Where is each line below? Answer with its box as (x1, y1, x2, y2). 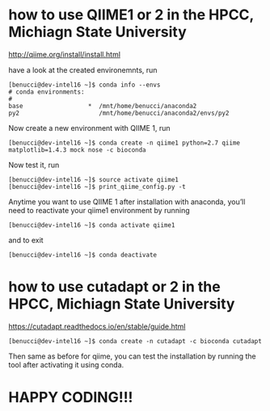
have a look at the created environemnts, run (8, 65, 158, 74)
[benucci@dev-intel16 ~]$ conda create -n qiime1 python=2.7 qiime (8, 139, 241, 147)
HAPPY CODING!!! (8, 388, 133, 407)
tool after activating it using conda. (8, 359, 124, 369)
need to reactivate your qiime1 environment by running (8, 205, 190, 215)
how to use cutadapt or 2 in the (8, 278, 221, 296)
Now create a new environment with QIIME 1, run (8, 123, 171, 132)
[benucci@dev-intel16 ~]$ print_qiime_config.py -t (8, 182, 186, 191)
